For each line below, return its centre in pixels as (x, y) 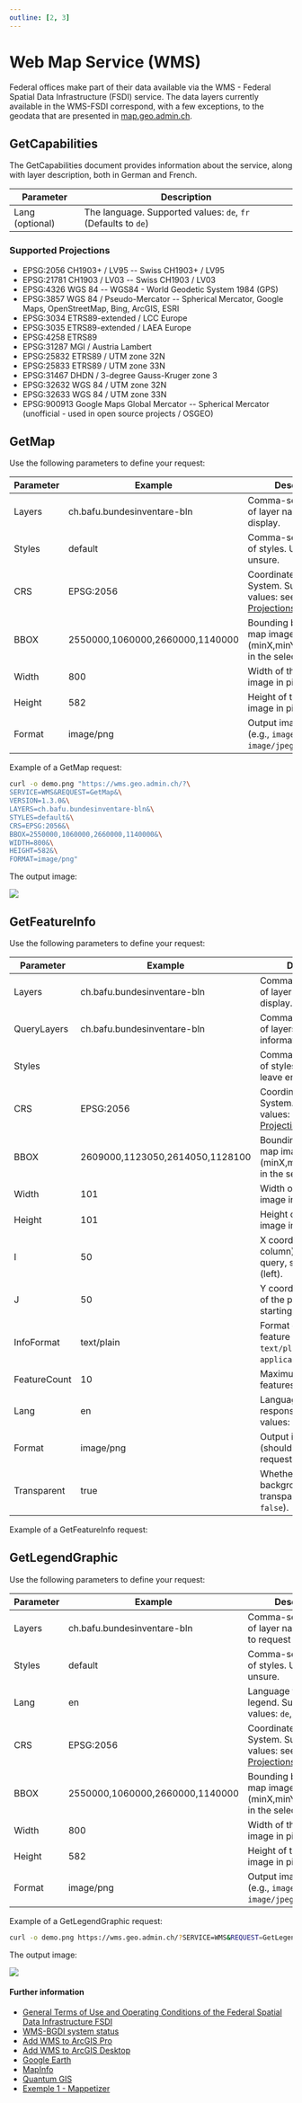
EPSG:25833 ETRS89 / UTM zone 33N (94, 366)
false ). (274, 1508)
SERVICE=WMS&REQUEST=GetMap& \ (66, 793)
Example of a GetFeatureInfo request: (79, 1530)
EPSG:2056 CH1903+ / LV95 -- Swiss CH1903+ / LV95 (123, 270)
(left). (271, 1274)
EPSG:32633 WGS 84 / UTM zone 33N (94, 394)
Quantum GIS (47, 2079)
